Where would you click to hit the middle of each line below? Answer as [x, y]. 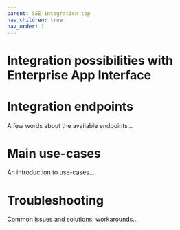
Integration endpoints [70, 106]
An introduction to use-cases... [51, 172]
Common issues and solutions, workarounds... [73, 219]
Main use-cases [54, 153]
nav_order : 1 [26, 26]
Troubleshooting [56, 200]
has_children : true [35, 20]
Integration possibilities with [90, 60]
